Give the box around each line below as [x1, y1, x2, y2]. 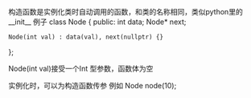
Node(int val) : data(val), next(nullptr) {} [8, 33, 163, 41]
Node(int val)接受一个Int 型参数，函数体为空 [8, 63, 154, 73]
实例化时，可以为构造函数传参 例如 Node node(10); [8, 81, 177, 90]
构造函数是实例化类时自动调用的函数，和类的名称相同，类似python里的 [8, 7, 243, 16]
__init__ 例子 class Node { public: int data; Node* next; [8, 17, 187, 27]
